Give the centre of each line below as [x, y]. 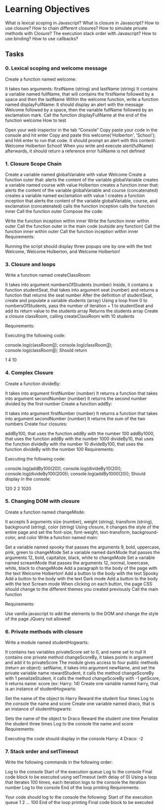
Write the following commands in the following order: [59, 762]
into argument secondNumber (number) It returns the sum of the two [75, 418]
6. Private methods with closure [44, 631]
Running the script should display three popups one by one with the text [79, 246]
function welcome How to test [36, 120]
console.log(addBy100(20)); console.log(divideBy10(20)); [63, 468]
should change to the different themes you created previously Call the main [82, 589]
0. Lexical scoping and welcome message [56, 68]
